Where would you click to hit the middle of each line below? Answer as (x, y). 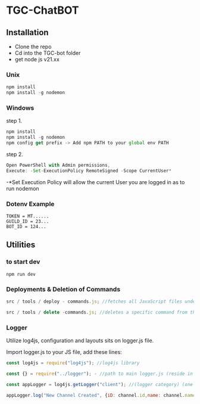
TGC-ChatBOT (43, 10)
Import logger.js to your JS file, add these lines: (64, 352)
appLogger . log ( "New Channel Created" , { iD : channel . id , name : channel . (96, 395)
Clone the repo (33, 46)
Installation (27, 32)
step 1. (14, 121)
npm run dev (21, 274)
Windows (20, 108)
